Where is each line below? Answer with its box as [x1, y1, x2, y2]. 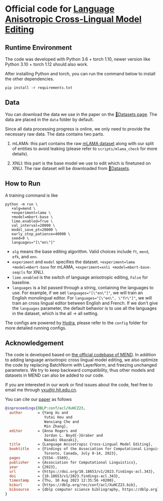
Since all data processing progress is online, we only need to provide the [5, 126, 150, 132]
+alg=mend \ [11, 206, 36, 211]
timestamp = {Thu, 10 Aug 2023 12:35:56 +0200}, [9, 478, 116, 483]
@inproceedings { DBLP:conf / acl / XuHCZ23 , [5, 406, 86, 411]
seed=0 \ [11, 235, 29, 241]
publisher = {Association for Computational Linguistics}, [9, 460, 138, 465]
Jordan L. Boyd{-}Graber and [44, 433, 103, 438]
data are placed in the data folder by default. [5, 117, 94, 122]
